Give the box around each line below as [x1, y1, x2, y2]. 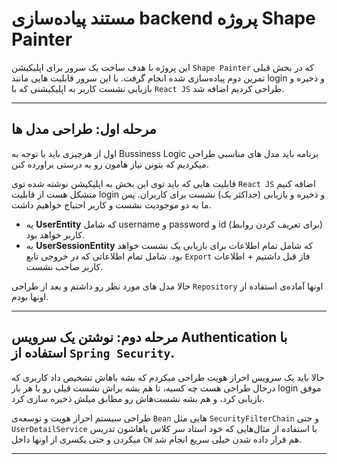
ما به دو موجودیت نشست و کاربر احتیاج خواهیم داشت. [11, 198, 212, 211]
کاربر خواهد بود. [25, 228, 85, 241]
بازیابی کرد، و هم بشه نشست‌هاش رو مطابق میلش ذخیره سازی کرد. [11, 392, 265, 404]
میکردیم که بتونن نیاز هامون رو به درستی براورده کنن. [11, 158, 209, 170]
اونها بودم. [11, 290, 49, 302]
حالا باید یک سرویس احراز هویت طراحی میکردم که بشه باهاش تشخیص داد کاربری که [11, 371, 325, 383]
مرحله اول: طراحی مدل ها [11, 121, 157, 138]
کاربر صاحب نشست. [25, 260, 104, 272]
